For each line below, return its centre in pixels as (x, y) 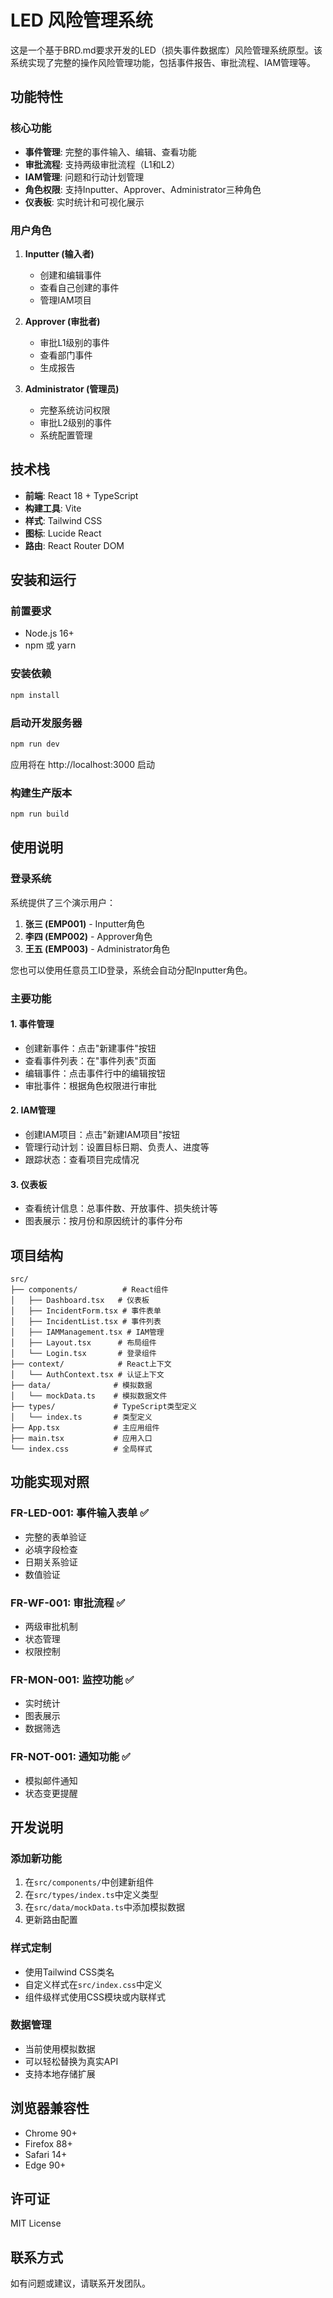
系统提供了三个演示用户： (63, 902)
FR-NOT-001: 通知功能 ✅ (70, 1757)
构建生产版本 (41, 793)
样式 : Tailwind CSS (63, 520)
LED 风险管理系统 (81, 20)
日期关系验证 (51, 1562)
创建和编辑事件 (70, 275)
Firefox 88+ (48, 2143)
